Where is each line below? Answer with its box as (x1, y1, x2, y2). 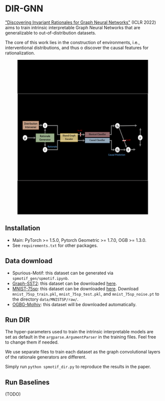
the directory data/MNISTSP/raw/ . (12, 296, 79, 302)
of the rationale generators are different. (5, 354, 87, 360)
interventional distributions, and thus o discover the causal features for (5, 45, 149, 50)
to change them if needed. (5, 339, 59, 345)
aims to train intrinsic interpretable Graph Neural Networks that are (5, 24, 140, 30)
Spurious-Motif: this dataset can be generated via (12, 270, 114, 276)
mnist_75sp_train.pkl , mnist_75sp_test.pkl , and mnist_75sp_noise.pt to (12, 291, 160, 297)
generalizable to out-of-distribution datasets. (5, 30, 97, 36)
